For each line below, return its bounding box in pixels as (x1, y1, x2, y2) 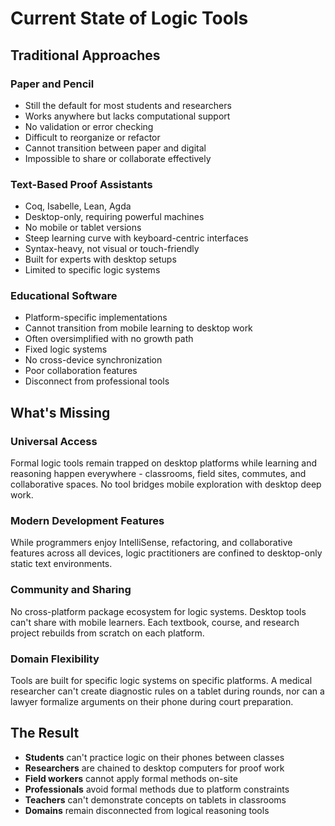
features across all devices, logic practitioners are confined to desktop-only (10, 547, 323, 559)
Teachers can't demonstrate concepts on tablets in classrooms (24, 793, 287, 806)
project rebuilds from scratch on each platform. (10, 627, 205, 639)
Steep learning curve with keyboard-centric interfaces (24, 232, 249, 244)
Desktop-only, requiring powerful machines (24, 211, 205, 223)
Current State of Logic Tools (10, 7, 249, 30)
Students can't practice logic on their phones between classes (24, 751, 285, 763)
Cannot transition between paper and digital (24, 142, 207, 154)
